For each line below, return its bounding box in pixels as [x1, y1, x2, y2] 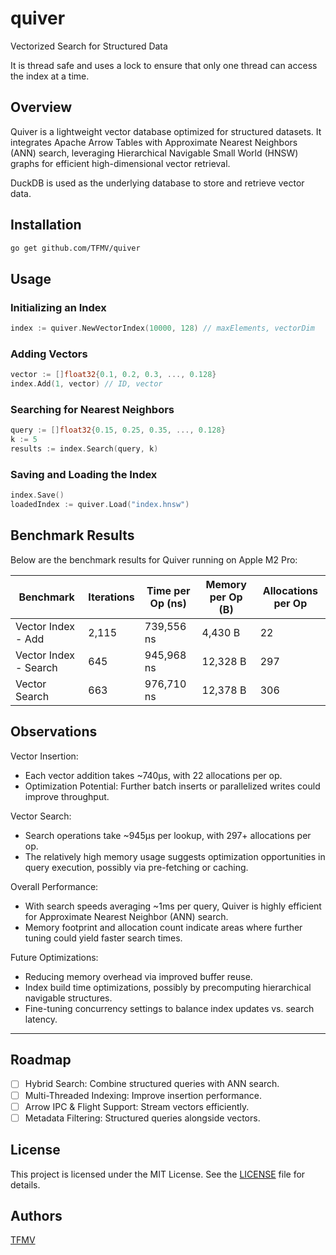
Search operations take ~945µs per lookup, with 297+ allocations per [24, 829, 312, 841]
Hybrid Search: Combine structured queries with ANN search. [24, 1078, 280, 1090]
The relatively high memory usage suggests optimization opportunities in [24, 850, 326, 862]
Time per [146, 583, 191, 597]
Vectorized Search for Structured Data [10, 40, 168, 52]
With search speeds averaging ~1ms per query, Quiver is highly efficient [24, 900, 322, 912]
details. [10, 1178, 41, 1191]
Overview [10, 99, 73, 116]
